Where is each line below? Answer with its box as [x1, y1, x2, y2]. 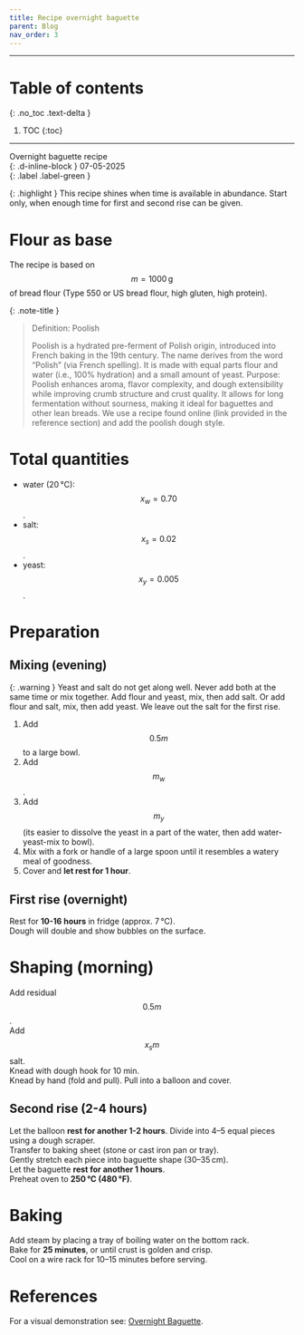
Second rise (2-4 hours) [9, 1101, 147, 1117]
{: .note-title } [9, 305, 60, 316]
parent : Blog [9, 22, 59, 31]
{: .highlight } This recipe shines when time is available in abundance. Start [9, 188, 288, 199]
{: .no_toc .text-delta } [9, 108, 91, 119]
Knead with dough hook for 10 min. [9, 1065, 140, 1076]
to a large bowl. [22, 747, 81, 758]
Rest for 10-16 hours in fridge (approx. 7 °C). [9, 915, 176, 926]
